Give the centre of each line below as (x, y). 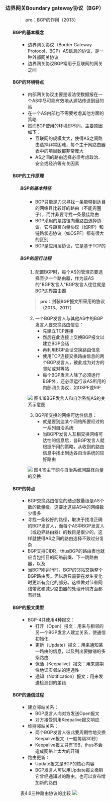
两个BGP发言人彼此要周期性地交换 (71, 732)
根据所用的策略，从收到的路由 (74, 447)
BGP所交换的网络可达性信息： (66, 415)
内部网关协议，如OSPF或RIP (72, 388)
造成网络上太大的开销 (58, 751)
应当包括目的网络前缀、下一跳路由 (63, 557)
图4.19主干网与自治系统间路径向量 (69, 470)
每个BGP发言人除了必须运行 (72, 375)
